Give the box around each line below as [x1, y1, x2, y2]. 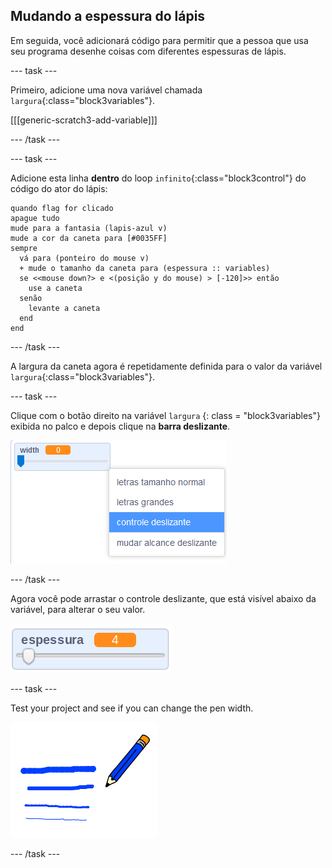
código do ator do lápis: [10, 182, 108, 194]
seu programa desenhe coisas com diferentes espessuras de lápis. [10, 45, 287, 57]
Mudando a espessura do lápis [10, 8, 206, 25]
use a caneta [28, 283, 83, 293]
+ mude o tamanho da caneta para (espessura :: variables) [19, 263, 271, 273]
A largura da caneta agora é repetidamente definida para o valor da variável [10, 360, 323, 372]
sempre [10, 243, 38, 253]
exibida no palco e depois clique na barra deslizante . [10, 420, 231, 432]
